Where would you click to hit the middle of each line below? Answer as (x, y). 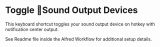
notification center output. (32, 29)
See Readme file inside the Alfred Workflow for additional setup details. (78, 39)
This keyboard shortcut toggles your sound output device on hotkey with (80, 24)
